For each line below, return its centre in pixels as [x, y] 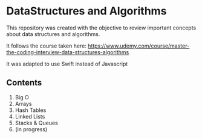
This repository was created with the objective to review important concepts [101, 28]
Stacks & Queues [37, 123]
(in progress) [31, 129]
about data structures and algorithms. [53, 34]
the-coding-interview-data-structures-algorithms [68, 52]
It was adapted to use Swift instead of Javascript [67, 64]
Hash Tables [31, 110]
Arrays [23, 103]
